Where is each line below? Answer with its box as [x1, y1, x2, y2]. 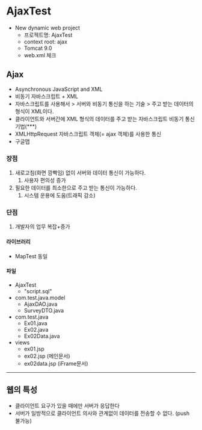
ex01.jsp [23, 345, 44, 352]
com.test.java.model [14, 294, 66, 301]
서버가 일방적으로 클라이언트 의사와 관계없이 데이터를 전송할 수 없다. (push [14, 410, 190, 417]
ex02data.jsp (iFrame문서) [23, 360, 88, 367]
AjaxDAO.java [23, 300, 58, 308]
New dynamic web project [14, 24, 80, 31]
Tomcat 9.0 [23, 44, 52, 52]
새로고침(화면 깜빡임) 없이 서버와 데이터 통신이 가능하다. [14, 169, 146, 176]
